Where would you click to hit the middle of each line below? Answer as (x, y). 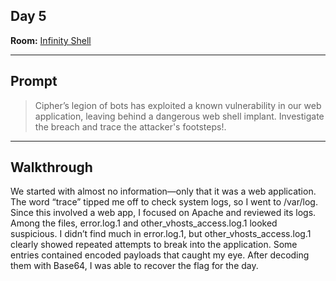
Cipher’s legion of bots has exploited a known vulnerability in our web (178, 105)
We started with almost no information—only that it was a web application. (163, 191)
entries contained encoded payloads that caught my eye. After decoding (160, 255)
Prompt (34, 81)
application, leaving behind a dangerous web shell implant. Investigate (179, 116)
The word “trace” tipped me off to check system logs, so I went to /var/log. (164, 202)
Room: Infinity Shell (51, 40)
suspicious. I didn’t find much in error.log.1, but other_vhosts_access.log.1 (161, 234)
